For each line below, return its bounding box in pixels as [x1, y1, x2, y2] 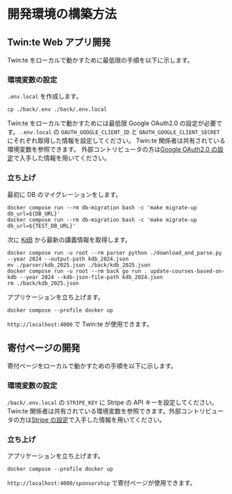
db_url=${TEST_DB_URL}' [7, 222, 76, 230]
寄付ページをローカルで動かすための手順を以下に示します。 [7, 362, 177, 370]
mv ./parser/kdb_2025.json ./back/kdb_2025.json [7, 262, 151, 269]
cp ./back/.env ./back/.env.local [7, 106, 108, 113]
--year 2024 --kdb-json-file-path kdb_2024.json [19, 273, 163, 280]
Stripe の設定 [31, 415, 69, 424]
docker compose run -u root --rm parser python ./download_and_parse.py [7, 249, 222, 256]
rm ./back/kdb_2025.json [7, 280, 79, 287]
